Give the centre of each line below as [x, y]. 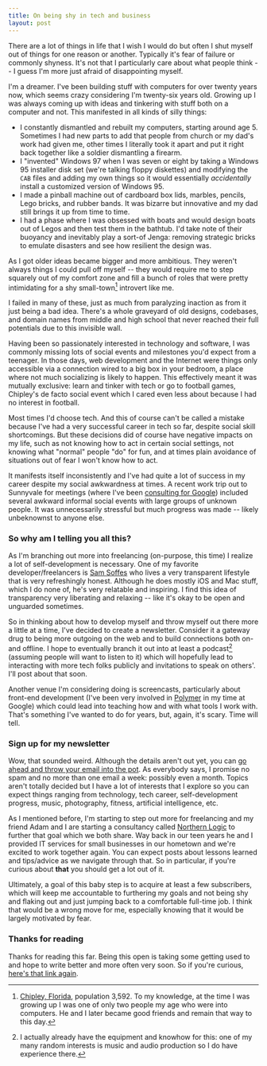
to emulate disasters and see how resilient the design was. [116, 245]
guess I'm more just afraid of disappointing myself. [100, 71]
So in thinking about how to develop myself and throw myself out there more [133, 622]
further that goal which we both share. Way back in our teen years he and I [131, 835]
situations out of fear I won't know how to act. [83, 460]
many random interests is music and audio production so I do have [129, 1045]
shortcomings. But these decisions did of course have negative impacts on [130, 435]
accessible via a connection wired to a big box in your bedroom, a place [126, 369]
